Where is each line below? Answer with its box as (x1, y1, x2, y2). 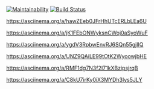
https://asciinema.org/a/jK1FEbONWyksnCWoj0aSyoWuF (6, 29, 148, 36)
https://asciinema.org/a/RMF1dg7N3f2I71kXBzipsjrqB (6, 64, 138, 71)
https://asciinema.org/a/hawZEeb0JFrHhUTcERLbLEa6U (6, 18, 147, 24)
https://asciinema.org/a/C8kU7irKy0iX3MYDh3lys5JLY (6, 76, 143, 83)
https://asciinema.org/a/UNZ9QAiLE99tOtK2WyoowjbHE (6, 53, 147, 60)
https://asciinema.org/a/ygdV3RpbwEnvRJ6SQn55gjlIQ (6, 41, 144, 48)
